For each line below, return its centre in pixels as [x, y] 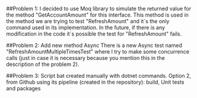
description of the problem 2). [43, 64]
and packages [23, 88]
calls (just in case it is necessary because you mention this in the [85, 58]
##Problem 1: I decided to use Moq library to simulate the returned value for [99, 9]
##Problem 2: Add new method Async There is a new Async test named [94, 45]
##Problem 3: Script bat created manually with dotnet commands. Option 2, [99, 76]
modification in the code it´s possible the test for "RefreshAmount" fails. [94, 34]
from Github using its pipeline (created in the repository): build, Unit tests [95, 82]
